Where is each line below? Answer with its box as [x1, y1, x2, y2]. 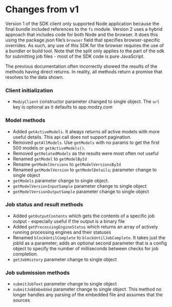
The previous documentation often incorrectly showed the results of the [5, 63, 158, 69]
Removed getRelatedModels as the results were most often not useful [12, 150, 159, 156]
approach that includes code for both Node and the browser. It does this [5, 31, 158, 37]
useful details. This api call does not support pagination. [12, 134, 132, 140]
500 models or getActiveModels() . [12, 145, 86, 151]
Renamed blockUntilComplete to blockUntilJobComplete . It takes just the [12, 234, 166, 240]
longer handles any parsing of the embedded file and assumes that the [12, 292, 163, 298]
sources [12, 297, 30, 303]
